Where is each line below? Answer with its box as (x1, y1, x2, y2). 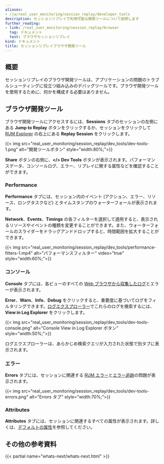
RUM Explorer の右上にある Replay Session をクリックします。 (5, 131, 133, 137)
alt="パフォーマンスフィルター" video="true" (33, 250, 124, 256)
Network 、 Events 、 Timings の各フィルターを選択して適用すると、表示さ (5, 216, 154, 222)
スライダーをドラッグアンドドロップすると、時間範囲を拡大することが (18, 228, 159, 234)
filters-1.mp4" (5, 250, 33, 256)
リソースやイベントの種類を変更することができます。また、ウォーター (9, 222, 150, 228)
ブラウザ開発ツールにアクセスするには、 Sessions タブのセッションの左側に (5, 118, 158, 125)
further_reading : (5, 21, 41, 26)
